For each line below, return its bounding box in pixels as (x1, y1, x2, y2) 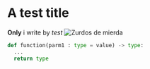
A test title (7, 5, 69, 21)
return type (13, 55, 50, 62)
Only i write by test (7, 28, 63, 37)
